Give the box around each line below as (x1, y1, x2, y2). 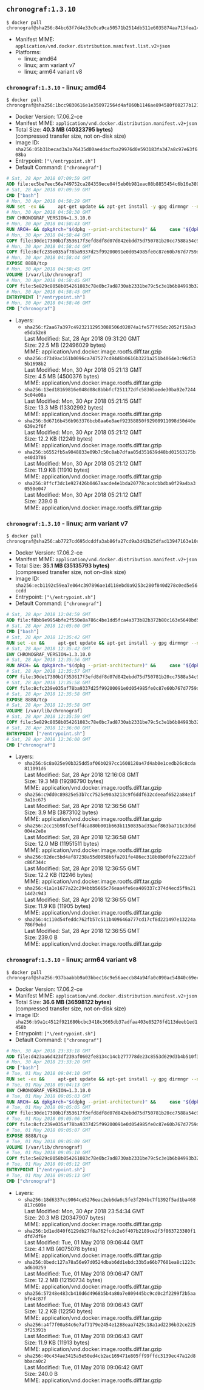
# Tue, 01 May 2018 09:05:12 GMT (6, 1161, 91, 1168)
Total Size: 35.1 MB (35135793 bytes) (15, 562, 110, 569)
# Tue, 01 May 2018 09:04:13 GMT (6, 1082, 91, 1088)
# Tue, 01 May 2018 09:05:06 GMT (6, 1116, 91, 1122)
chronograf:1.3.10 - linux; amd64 (6, 83, 106, 91)
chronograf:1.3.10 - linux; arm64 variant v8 (6, 956, 137, 964)
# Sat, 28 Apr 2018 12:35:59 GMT (6, 714, 91, 720)
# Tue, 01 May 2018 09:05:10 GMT (6, 1150, 91, 1156)
